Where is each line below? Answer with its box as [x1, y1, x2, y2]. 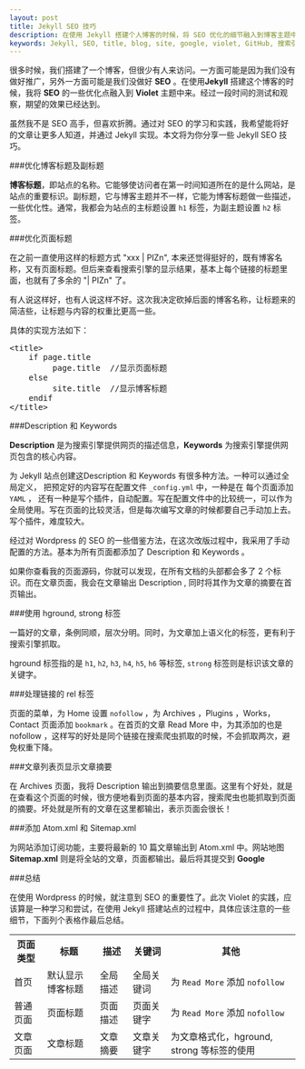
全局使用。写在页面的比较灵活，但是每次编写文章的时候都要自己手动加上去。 [9, 505, 296, 515]
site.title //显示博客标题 [52, 384, 168, 394]
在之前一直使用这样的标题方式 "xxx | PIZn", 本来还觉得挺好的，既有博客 [9, 252, 275, 264]
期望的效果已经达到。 [25, 99, 105, 110]
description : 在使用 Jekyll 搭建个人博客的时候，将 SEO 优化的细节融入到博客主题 [9, 30, 291, 39]
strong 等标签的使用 [171, 1044, 256, 1057]
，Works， [234, 708, 275, 719]
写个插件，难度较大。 [9, 515, 89, 527]
